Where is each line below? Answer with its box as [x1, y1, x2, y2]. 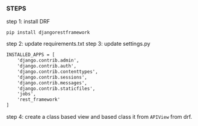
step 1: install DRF [6, 18, 50, 25]
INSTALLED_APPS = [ [6, 52, 55, 58]
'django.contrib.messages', [17, 80, 87, 86]
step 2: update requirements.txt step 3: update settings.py [6, 40, 150, 48]
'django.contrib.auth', [17, 63, 77, 69]
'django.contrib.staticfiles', [17, 86, 96, 92]
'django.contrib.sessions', [17, 74, 87, 80]
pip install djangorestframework [6, 30, 90, 36]
